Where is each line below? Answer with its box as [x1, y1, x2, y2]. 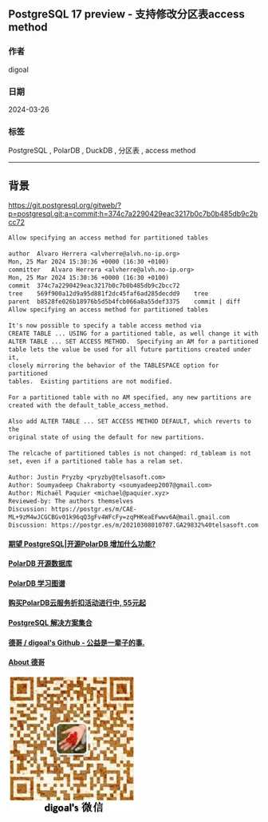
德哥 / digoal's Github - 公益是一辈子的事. [8, 638, 145, 647]
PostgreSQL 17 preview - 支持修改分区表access [8, 7, 245, 22]
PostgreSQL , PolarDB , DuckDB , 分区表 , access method [8, 146, 196, 156]
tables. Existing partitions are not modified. [8, 377, 173, 385]
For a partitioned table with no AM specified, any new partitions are [8, 393, 251, 401]
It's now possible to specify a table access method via [8, 322, 202, 330]
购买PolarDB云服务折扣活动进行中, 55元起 [8, 598, 146, 608]
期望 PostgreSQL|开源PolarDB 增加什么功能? [8, 539, 156, 548]
